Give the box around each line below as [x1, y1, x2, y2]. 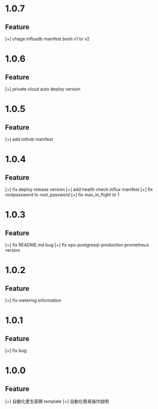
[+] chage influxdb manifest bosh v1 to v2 [5, 36, 90, 42]
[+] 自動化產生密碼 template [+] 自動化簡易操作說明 [5, 399, 109, 404]
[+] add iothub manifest [5, 136, 53, 142]
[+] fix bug [5, 348, 27, 353]
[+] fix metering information [5, 297, 62, 303]
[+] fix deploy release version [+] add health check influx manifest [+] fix [5, 186, 153, 192]
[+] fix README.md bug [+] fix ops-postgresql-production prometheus [5, 242, 149, 248]
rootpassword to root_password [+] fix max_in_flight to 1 [5, 192, 119, 197]
